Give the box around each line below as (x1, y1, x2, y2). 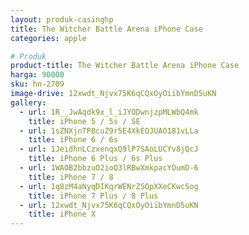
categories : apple (10, 33, 87, 43)
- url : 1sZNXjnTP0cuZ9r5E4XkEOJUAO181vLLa (19, 126, 199, 136)
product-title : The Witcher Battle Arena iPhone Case (10, 61, 240, 71)
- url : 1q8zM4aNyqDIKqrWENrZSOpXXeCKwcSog (19, 181, 199, 191)
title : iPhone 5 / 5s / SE (28, 116, 141, 126)
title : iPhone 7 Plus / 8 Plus (28, 191, 159, 201)
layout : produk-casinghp (10, 14, 114, 25)
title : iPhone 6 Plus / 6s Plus (28, 154, 163, 164)
